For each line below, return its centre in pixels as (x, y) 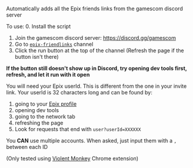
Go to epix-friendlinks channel (54, 44)
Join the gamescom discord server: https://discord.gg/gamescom (95, 38)
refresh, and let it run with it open (48, 75)
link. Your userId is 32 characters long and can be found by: (79, 92)
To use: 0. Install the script (39, 26)
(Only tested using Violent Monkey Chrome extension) (72, 159)
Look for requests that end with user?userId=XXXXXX (78, 129)
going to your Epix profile (46, 104)
